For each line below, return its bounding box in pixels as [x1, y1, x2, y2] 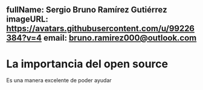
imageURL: [6, 14, 48, 25]
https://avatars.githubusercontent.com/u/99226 [6, 23, 195, 34]
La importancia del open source [6, 57, 168, 71]
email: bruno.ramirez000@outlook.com [43, 33, 197, 43]
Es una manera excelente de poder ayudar [6, 77, 112, 84]
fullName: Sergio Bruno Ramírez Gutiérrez [6, 5, 167, 15]
